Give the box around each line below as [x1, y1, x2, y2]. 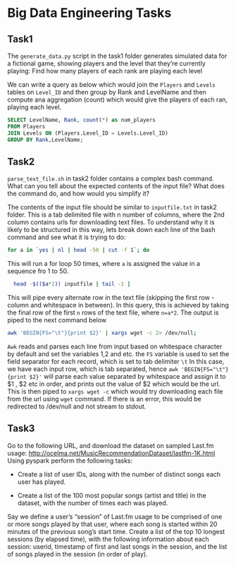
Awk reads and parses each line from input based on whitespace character [7, 342, 223, 351]
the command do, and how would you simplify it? [7, 189, 150, 198]
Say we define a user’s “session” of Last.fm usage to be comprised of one [7, 512, 223, 521]
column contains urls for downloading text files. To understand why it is [7, 218, 215, 226]
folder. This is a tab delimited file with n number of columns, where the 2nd [7, 210, 225, 219]
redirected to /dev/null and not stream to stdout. [7, 402, 147, 411]
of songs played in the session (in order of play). [7, 549, 148, 558]
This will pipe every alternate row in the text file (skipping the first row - [7, 293, 215, 302]
